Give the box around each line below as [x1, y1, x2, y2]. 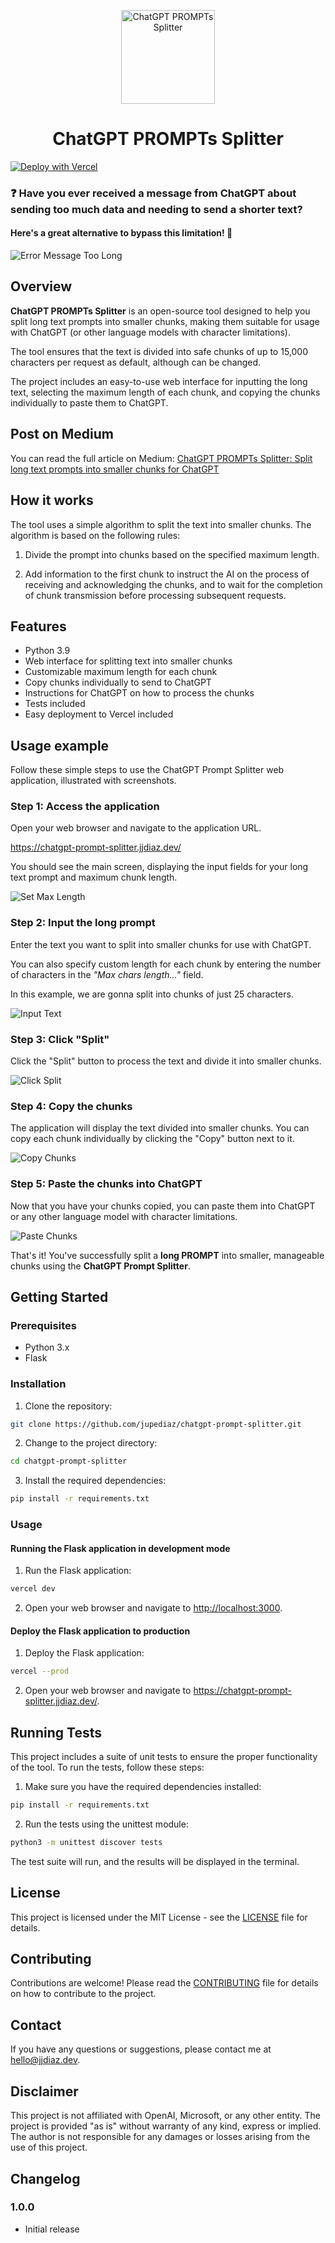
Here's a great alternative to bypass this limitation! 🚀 [10, 227, 233, 239]
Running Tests [10, 1724, 102, 1741]
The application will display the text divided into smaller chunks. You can [10, 1122, 310, 1134]
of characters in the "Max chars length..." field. [10, 968, 204, 980]
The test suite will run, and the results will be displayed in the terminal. [10, 1855, 300, 1867]
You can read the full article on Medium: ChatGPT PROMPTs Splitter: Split [10, 452, 313, 464]
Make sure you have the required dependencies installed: [24, 1781, 262, 1793]
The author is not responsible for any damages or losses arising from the [10, 2131, 311, 2143]
